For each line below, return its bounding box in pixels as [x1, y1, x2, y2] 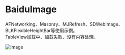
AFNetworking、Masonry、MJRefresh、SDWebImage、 [5, 21, 123, 27]
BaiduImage [5, 4, 57, 15]
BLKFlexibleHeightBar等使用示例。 [5, 27, 78, 34]
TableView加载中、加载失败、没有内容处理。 [5, 34, 98, 40]
